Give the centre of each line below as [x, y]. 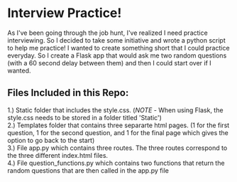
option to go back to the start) [51, 140]
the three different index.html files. [58, 155]
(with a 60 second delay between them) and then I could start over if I [109, 63]
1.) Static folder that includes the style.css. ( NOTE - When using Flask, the [115, 110]
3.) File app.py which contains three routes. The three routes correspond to [117, 148]
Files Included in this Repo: [68, 93]
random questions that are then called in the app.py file [88, 170]
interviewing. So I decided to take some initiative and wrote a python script [116, 40]
